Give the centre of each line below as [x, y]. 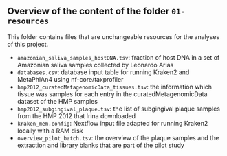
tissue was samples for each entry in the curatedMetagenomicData [112, 94]
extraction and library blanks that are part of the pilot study [100, 145]
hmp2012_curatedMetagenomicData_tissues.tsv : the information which [114, 87]
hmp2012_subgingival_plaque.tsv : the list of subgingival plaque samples [118, 109]
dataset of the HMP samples [57, 101]
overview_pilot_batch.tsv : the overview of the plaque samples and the [118, 137]
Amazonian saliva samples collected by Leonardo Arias [95, 65]
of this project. [28, 44]
